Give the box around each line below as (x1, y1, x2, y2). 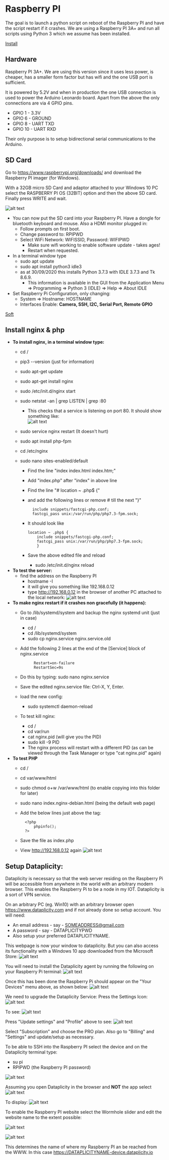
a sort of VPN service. (5, 892, 51, 898)
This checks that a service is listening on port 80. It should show (27, 408, 161, 414)
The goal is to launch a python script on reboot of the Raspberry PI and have (5, 20, 164, 26)
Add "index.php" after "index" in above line (27, 478, 118, 484)
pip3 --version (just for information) (20, 358, 94, 365)
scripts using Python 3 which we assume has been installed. (5, 30, 131, 37)
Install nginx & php (5, 325, 65, 334)
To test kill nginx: (20, 713, 55, 719)
